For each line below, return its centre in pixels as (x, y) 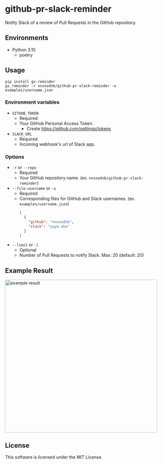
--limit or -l (25, 245)
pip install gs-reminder (30, 82)
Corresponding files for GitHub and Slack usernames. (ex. (77, 199)
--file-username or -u (34, 188)
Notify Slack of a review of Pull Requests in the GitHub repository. (71, 22)
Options (15, 156)
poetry (26, 55)
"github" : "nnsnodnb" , (51, 222)
